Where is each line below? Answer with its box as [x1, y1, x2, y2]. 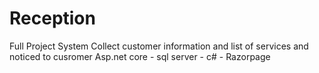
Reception [9, 7, 96, 30]
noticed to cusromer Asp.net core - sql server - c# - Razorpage [9, 50, 271, 62]
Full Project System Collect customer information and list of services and [9, 40, 309, 52]
